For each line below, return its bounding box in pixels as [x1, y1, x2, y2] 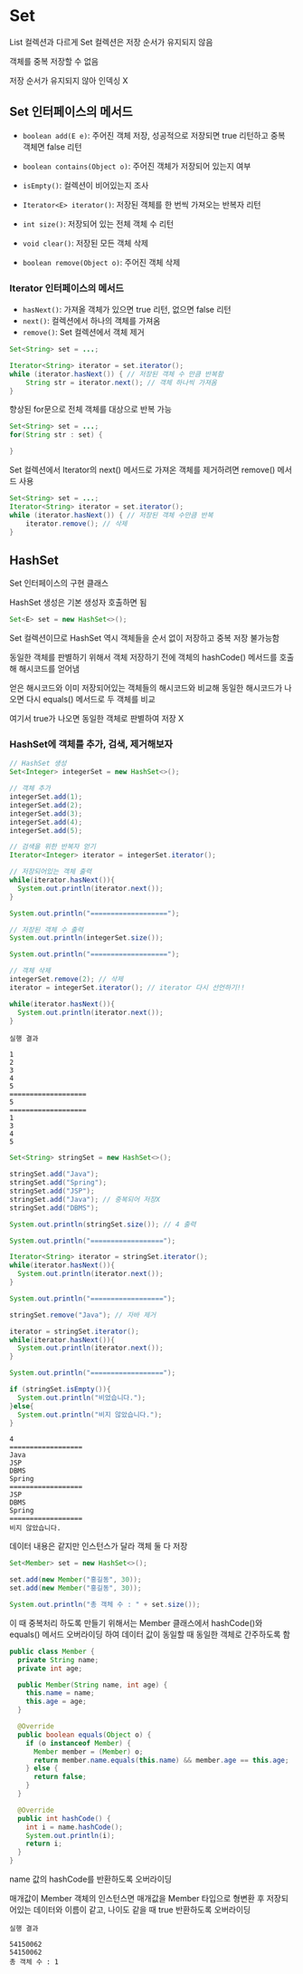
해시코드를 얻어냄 [18, 663, 80, 674]
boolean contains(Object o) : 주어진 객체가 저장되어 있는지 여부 [22, 160, 251, 171]
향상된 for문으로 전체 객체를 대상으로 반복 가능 [9, 404, 172, 415]
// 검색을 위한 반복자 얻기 [9, 842, 97, 852]
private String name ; [17, 1655, 99, 1664]
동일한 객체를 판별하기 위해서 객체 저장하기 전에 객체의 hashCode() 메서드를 [9, 652, 278, 663]
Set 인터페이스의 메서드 [9, 104, 133, 120]
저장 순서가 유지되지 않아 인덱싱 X [9, 74, 128, 86]
